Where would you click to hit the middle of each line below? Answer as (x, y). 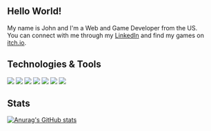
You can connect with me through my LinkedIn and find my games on (106, 35)
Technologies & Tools (54, 64)
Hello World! (34, 11)
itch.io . (17, 42)
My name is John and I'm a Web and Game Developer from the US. (102, 28)
